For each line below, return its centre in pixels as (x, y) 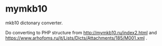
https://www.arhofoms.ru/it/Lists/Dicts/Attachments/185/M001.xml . (76, 38)
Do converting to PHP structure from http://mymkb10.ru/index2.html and (81, 32)
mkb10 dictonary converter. (34, 23)
